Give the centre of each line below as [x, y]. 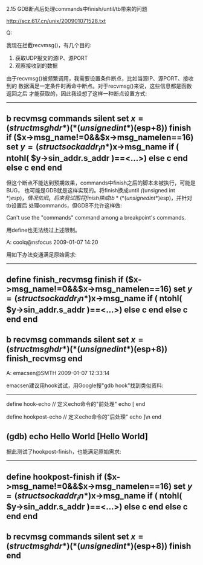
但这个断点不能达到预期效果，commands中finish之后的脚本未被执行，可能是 [101, 183]
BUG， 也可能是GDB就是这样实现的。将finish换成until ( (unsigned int [91, 190]
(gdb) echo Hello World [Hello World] [77, 436]
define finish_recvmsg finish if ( [67, 280]
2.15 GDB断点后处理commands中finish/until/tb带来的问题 [77, 9]
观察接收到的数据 [36, 66]
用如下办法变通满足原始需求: [42, 255]
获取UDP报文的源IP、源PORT [51, 58]
